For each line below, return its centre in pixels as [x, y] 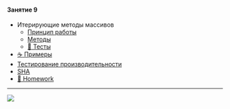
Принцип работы [52, 32]
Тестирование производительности [69, 64]
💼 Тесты [39, 47]
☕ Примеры [35, 54]
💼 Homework [35, 79]
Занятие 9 [22, 10]
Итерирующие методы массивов [65, 25]
